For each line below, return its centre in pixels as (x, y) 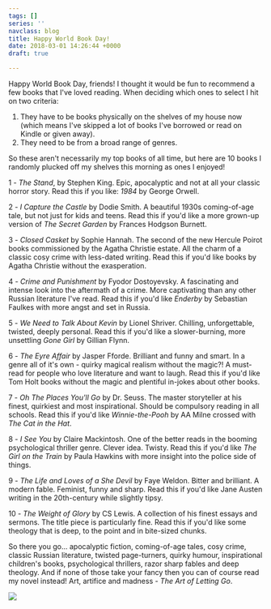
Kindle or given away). (57, 134)
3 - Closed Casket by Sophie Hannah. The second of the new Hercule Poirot (135, 240)
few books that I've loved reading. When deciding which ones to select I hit (133, 92)
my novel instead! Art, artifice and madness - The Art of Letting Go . (121, 581)
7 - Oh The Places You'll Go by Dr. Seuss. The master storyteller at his (125, 397)
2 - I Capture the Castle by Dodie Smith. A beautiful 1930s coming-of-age (131, 207)
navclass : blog (34, 31)
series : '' (27, 24)
